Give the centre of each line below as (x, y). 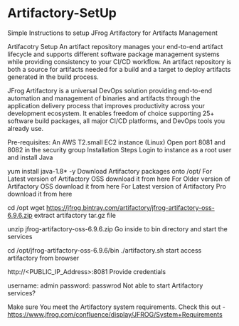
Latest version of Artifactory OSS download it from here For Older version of (119, 179)
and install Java (30, 157)
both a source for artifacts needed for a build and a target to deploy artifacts (119, 69)
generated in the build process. (53, 77)
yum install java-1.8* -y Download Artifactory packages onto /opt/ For (110, 171)
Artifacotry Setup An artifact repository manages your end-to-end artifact (115, 46)
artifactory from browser (43, 258)
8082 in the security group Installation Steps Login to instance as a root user (119, 149)
